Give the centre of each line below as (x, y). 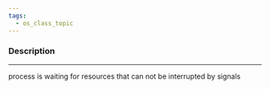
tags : (17, 16)
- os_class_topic (45, 23)
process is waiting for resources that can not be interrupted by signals (125, 76)
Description (32, 51)
